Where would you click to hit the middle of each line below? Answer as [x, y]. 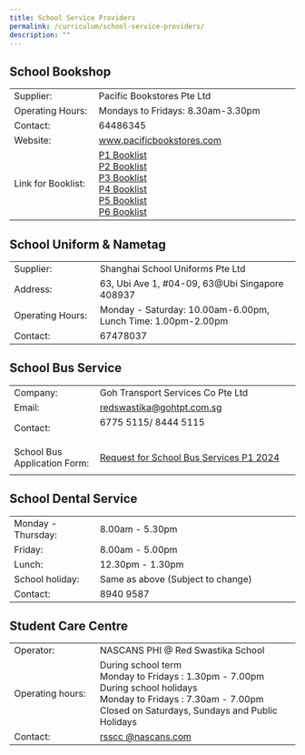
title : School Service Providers [73, 18]
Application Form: [52, 463]
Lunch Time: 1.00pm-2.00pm [164, 321]
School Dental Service [74, 499]
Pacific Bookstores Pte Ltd [155, 96]
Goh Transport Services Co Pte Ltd [174, 392]
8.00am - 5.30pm [138, 528]
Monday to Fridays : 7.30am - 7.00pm [182, 700]
